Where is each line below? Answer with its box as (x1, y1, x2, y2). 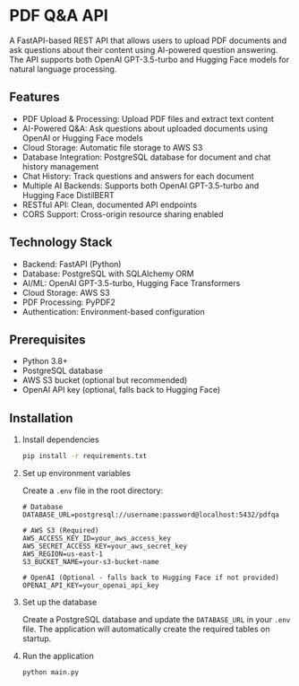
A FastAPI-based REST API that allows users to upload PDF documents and (9, 35, 287, 46)
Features (9, 90, 60, 105)
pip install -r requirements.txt (21, 452, 148, 461)
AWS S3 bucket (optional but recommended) (21, 375, 188, 386)
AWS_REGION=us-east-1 (21, 550, 103, 559)
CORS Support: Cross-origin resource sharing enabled (21, 208, 224, 220)
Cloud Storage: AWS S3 (21, 287, 110, 298)
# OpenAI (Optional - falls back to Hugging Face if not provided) (21, 573, 279, 583)
